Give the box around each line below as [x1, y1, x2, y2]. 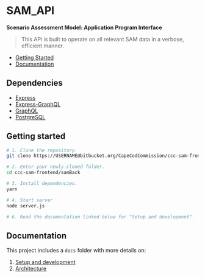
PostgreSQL [15, 113, 46, 120]
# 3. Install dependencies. [6, 181, 78, 187]
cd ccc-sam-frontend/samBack [6, 170, 81, 176]
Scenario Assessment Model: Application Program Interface [6, 24, 163, 31]
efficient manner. [21, 42, 64, 49]
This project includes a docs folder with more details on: [6, 247, 146, 254]
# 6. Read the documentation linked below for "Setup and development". [6, 214, 195, 220]
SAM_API [6, 4, 55, 18]
